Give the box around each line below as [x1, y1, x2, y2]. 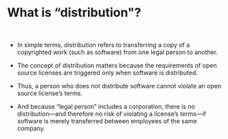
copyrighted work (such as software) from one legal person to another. [16, 48, 218, 56]
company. [16, 124, 46, 132]
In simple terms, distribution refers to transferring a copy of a [16, 40, 190, 49]
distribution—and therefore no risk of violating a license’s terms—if [16, 110, 207, 118]
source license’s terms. [16, 89, 83, 97]
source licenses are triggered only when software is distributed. [16, 68, 198, 77]
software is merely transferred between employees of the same [16, 116, 197, 125]
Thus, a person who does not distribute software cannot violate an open [16, 81, 222, 90]
